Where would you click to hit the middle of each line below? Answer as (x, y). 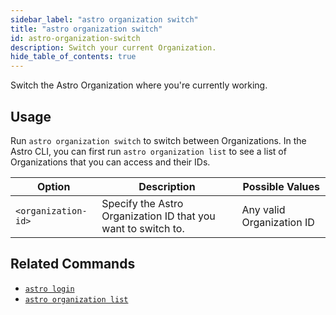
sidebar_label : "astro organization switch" (104, 19)
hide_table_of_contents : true (73, 57)
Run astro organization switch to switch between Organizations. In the (158, 140)
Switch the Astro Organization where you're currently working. (139, 85)
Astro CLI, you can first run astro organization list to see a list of (148, 151)
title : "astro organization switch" (86, 29)
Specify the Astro (142, 203)
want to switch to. (143, 228)
